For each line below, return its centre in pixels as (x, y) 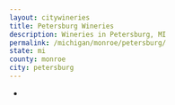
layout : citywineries (50, 17)
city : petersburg (42, 68)
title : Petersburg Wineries (62, 26)
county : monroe (38, 59)
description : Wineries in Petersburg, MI (88, 34)
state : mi (28, 51)
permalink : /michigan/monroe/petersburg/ (88, 43)
